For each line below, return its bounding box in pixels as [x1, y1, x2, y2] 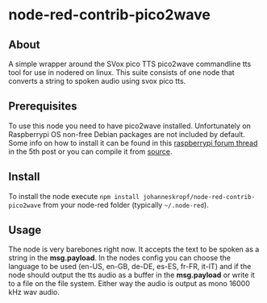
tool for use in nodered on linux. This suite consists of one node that [8, 68, 236, 77]
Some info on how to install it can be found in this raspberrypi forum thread [8, 138, 258, 147]
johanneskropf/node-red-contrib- [142, 193, 256, 201]
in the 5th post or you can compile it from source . [8, 147, 173, 156]
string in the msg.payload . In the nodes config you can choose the [8, 253, 232, 263]
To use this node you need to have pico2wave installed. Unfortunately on [8, 121, 252, 131]
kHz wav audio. [8, 288, 60, 297]
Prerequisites [8, 99, 77, 114]
